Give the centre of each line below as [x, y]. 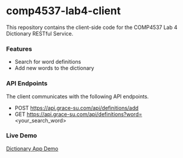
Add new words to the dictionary [54, 68]
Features [19, 49]
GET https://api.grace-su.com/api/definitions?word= [79, 114]
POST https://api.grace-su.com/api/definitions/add [76, 108]
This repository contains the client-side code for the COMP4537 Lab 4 [92, 27]
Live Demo [22, 136]
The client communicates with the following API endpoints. [78, 96]
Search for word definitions [48, 62]
